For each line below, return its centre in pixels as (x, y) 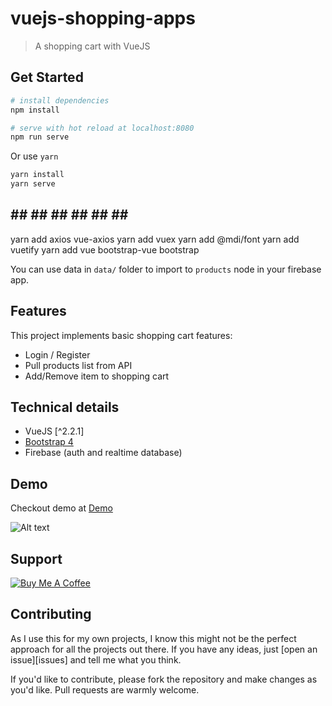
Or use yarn (34, 156)
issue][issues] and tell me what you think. (96, 659)
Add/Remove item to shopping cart (97, 376)
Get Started (47, 77)
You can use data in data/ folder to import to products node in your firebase (166, 269)
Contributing (51, 614)
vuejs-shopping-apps (103, 18)
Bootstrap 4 (49, 442)
